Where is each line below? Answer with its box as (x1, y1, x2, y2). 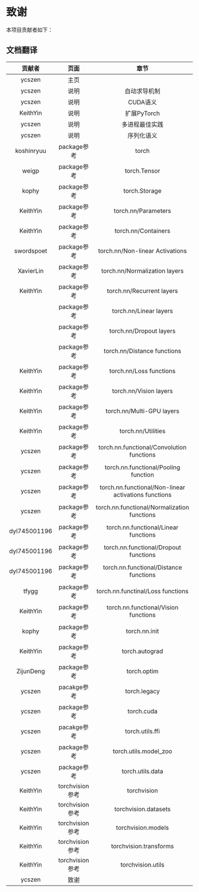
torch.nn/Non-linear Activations (98, 247, 187, 255)
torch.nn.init (126, 627, 159, 635)
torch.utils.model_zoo (112, 747, 173, 755)
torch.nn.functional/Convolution (98, 443, 187, 451)
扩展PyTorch (125, 109, 160, 117)
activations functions (113, 490, 172, 499)
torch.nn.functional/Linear (106, 523, 179, 531)
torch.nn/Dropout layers (109, 327, 176, 335)
